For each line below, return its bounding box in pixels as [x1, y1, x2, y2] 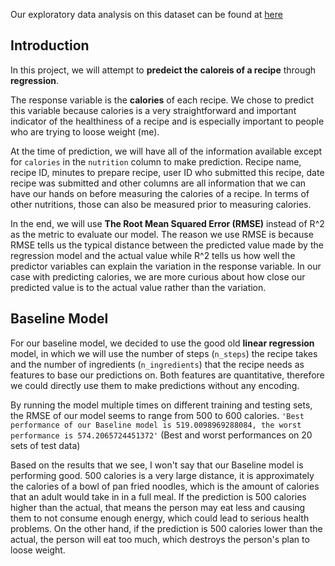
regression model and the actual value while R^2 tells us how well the [10, 249, 296, 261]
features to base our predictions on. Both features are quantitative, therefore [10, 369, 325, 381]
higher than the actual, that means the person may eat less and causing [10, 501, 306, 513]
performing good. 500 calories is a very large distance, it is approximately [10, 469, 315, 481]
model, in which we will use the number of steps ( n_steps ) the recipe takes [10, 347, 318, 359]
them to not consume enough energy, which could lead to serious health [10, 512, 310, 524]
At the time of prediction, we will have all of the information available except [10, 145, 323, 157]
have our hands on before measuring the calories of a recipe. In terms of [10, 187, 310, 199]
